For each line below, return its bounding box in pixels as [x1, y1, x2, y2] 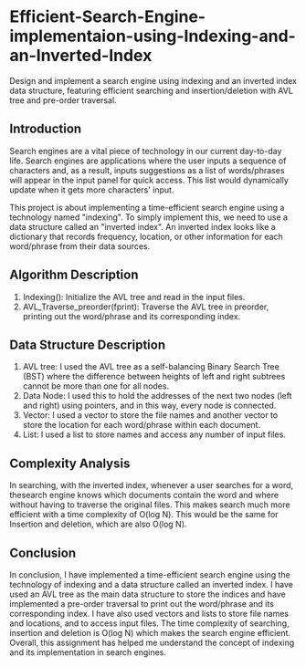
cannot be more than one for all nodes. [22, 380, 170, 391]
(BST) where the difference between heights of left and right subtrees [22, 371, 286, 382]
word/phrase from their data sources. [9, 240, 151, 252]
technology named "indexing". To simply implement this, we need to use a [9, 212, 289, 223]
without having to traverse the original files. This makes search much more [9, 499, 290, 510]
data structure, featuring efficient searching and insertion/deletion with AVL [9, 85, 294, 96]
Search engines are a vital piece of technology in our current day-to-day [9, 145, 282, 156]
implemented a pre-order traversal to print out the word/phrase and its [9, 599, 274, 609]
